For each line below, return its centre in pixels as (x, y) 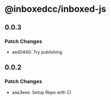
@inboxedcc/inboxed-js (55, 9)
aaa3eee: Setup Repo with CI (41, 92)
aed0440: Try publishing (37, 52)
